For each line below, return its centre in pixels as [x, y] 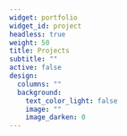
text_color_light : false [72, 101]
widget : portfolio [43, 17]
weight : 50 [30, 42]
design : [24, 76]
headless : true [38, 34]
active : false [36, 68]
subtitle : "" [34, 59]
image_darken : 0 [56, 117]
